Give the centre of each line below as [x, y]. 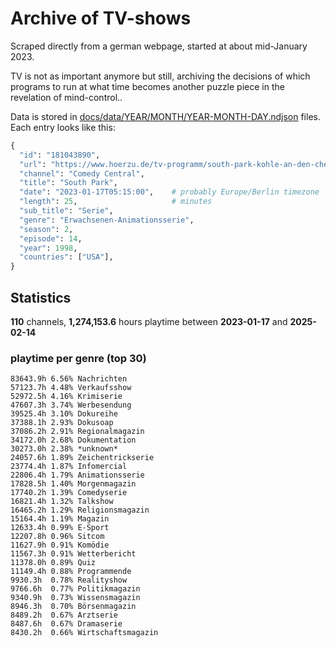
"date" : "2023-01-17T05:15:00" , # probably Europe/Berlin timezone [169, 192]
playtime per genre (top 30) [78, 358]
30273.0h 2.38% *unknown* [64, 449]
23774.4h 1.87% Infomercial [69, 467]
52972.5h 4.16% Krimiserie [66, 397]
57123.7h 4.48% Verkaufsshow [71, 388]
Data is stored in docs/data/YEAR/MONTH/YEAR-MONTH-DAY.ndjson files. [165, 116]
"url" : [33, 164]
